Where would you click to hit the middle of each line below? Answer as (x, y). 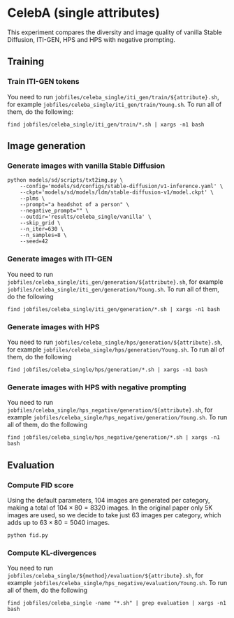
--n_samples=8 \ (44, 236)
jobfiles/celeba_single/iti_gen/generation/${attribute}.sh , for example (115, 282)
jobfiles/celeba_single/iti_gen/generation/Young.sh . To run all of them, (114, 289)
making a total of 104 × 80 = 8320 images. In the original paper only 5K (110, 508)
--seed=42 (34, 242)
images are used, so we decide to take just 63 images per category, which (114, 515)
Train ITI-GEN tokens (43, 82)
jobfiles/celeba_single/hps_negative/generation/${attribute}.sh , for (110, 410)
